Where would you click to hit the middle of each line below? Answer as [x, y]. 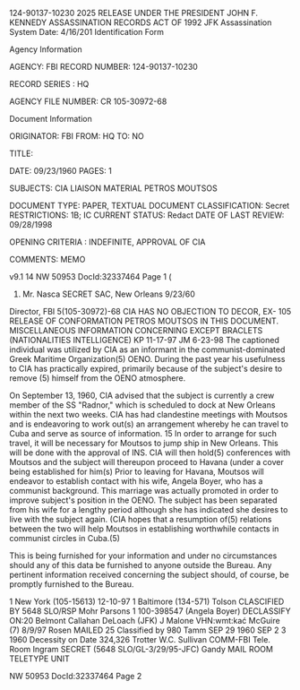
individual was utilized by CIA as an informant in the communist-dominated [147, 349]
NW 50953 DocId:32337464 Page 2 [76, 676]
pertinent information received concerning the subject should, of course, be [149, 574]
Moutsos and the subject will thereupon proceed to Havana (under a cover [146, 462]
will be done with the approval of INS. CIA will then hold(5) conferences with [150, 453]
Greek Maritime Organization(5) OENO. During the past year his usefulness [147, 359]
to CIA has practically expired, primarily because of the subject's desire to [146, 368]
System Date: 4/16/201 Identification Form [86, 32]
